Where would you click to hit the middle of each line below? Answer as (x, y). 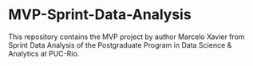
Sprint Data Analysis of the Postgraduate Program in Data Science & (120, 45)
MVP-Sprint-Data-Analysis (100, 15)
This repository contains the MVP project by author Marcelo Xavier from (126, 37)
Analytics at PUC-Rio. (44, 53)
